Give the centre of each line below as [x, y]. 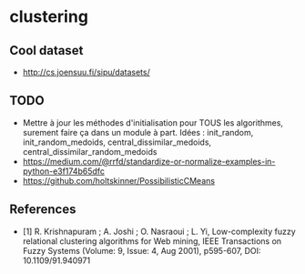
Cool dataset [46, 51]
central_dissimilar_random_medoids [90, 151]
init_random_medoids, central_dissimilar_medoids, [117, 142]
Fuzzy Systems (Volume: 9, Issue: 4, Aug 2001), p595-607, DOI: [142, 250]
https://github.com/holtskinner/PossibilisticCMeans [119, 180]
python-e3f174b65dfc [63, 171]
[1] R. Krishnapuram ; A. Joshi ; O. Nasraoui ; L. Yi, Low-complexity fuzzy [159, 231]
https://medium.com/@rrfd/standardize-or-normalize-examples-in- [149, 161]
